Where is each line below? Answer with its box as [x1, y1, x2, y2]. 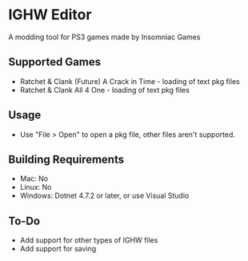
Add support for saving [19, 244, 97, 254]
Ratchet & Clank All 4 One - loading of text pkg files [19, 85, 190, 94]
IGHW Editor [8, 6, 92, 24]
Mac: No [19, 174, 49, 183]
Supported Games [8, 55, 102, 69]
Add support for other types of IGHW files [19, 235, 158, 245]
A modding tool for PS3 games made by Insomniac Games [8, 32, 201, 42]
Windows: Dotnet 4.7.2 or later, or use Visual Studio [19, 191, 190, 201]
